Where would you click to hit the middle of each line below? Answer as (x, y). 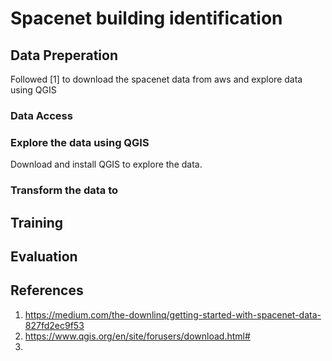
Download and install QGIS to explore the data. (106, 164)
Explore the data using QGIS (80, 142)
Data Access (41, 115)
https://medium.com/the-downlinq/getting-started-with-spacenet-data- (173, 314)
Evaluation (44, 256)
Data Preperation (64, 55)
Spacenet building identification (146, 18)
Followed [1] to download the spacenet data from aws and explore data (156, 79)
